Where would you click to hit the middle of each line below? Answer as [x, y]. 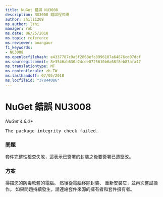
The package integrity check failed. [52, 131]
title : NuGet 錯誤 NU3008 [32, 10]
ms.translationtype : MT [30, 66]
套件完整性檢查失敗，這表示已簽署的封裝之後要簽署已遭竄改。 [69, 157]
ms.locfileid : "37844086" [32, 80]
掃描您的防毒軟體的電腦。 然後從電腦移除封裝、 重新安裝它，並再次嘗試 [79, 183]
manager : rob [19, 29]
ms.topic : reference [27, 38]
